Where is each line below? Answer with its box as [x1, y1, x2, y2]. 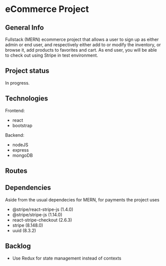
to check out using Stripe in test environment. [5, 52, 98, 58]
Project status [5, 67, 50, 75]
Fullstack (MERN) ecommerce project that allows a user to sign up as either [5, 36, 159, 42]
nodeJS [12, 142, 29, 148]
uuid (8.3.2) [12, 227, 36, 233]
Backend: [5, 132, 25, 138]
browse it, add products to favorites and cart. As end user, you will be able [5, 47, 157, 53]
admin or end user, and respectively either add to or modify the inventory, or [5, 42, 161, 48]
